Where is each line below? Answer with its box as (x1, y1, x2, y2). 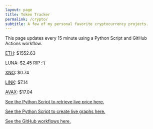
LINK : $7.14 (5, 79, 28, 85)
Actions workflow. (5, 41, 42, 47)
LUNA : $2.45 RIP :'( (5, 60, 46, 66)
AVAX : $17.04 (5, 89, 32, 95)
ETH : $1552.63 (5, 50, 36, 56)
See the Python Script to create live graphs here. (5, 108, 106, 114)
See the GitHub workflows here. (5, 118, 71, 124)
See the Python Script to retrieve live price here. (5, 99, 104, 105)
